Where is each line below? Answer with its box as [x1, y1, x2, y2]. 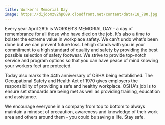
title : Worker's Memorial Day [5, 7, 68, 12]
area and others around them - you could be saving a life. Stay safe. [5, 114, 145, 120]
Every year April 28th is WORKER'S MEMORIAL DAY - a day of [5, 25, 133, 31]
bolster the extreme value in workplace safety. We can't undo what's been [5, 36, 158, 42]
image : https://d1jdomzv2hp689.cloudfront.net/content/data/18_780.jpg [5, 12, 157, 17]
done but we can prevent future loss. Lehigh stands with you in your [5, 41, 145, 47]
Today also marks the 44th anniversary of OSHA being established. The [5, 72, 153, 78]
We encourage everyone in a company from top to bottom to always [5, 103, 146, 109]
